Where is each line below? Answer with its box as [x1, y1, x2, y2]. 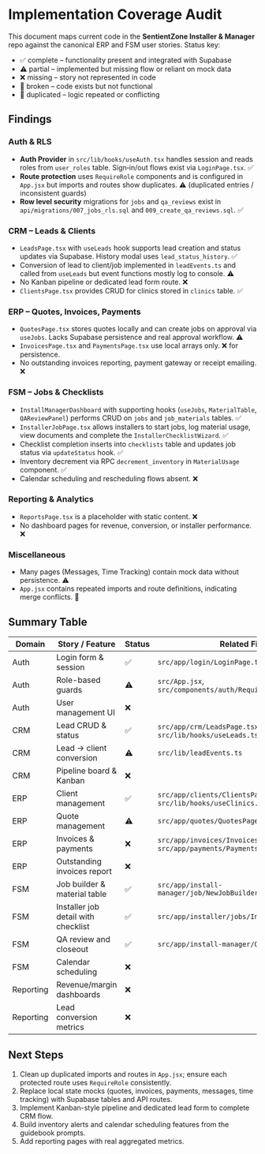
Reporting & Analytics [8, 494, 95, 505]
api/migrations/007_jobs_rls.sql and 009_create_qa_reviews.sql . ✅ [19, 205, 244, 215]
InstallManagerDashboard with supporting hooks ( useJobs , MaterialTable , [19, 405, 257, 414]
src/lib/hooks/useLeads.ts [157, 730, 259, 739]
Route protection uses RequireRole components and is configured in [19, 171, 244, 181]
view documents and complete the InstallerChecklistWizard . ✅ [19, 430, 229, 439]
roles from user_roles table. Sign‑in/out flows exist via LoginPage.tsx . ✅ [19, 162, 254, 172]
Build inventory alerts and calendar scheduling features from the [19, 1119, 230, 1129]
